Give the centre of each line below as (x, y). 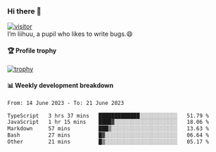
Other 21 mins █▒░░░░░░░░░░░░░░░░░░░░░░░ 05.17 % (108, 142)
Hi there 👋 (25, 11)
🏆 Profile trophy (32, 50)
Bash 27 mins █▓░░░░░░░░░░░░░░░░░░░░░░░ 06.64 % (108, 135)
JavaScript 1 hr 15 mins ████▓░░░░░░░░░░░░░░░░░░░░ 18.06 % (108, 122)
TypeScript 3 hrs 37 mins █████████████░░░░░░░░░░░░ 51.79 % (108, 115)
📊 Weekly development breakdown (61, 85)
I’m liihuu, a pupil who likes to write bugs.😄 (70, 34)
